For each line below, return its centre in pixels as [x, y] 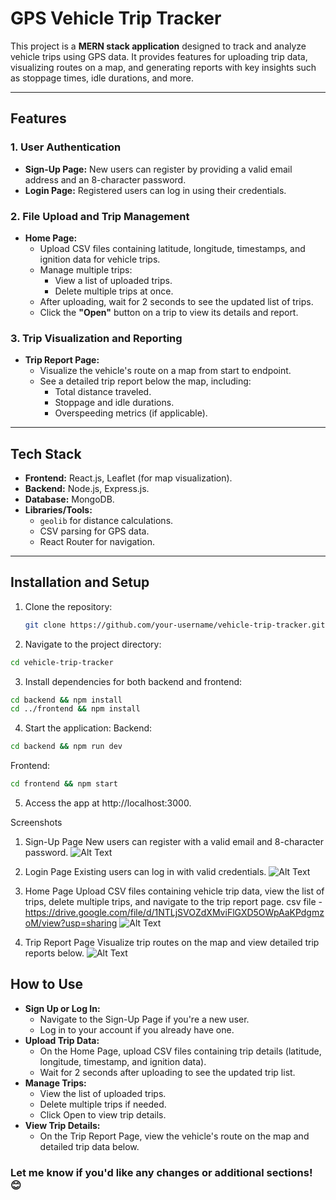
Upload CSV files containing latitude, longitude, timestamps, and [172, 248]
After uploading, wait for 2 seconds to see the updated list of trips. [176, 301]
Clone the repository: [68, 606]
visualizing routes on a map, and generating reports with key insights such [163, 67]
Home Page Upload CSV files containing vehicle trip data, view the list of [174, 891]
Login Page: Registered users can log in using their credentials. [155, 190]
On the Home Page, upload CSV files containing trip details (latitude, [180, 1051]
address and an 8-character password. [105, 179]
